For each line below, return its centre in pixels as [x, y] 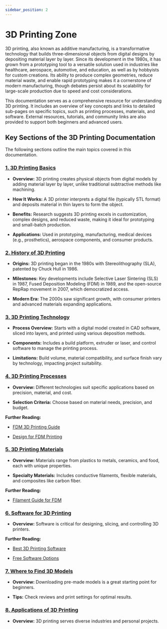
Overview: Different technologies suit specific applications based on [83, 387]
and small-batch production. [41, 224]
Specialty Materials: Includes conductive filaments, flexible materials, [84, 475]
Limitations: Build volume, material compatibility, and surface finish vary [87, 358]
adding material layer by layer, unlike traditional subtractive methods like [87, 184]
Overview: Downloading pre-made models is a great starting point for [84, 582]
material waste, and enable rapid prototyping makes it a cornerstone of [78, 80]
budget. [20, 407]
